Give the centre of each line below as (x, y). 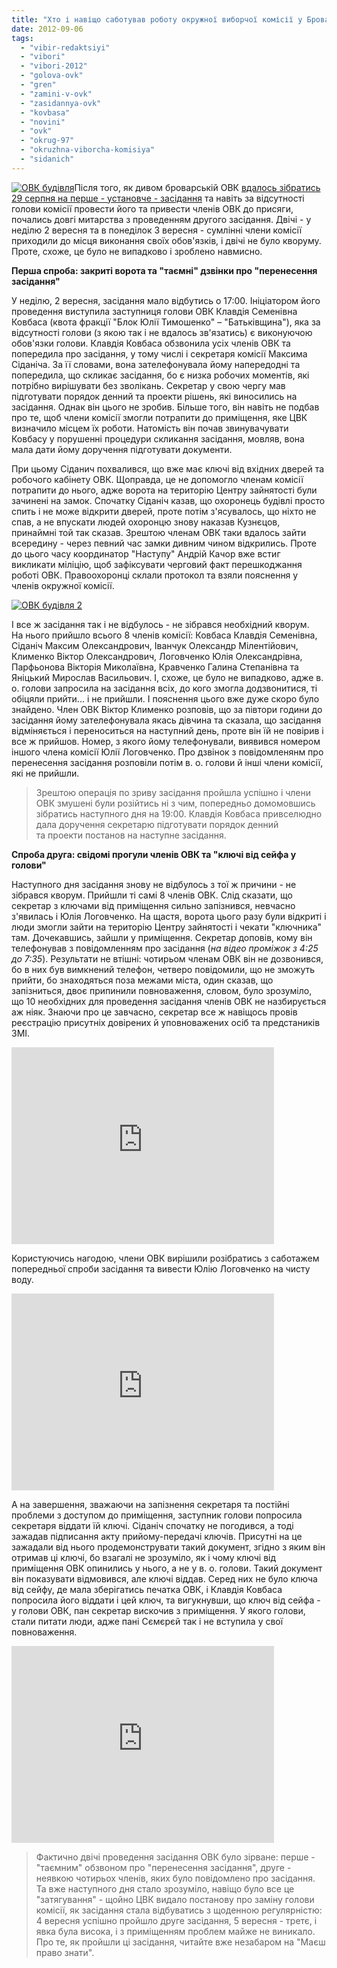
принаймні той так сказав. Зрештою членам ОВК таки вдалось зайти (159, 532)
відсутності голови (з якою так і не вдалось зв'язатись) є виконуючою (162, 332)
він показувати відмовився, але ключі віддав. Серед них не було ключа (164, 1578)
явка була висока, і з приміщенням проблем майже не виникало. (175, 1931)
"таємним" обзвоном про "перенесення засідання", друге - (163, 1867)
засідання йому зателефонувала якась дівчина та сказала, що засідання (166, 720)
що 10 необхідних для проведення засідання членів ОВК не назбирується (169, 1001)
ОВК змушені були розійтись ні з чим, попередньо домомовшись (175, 803)
